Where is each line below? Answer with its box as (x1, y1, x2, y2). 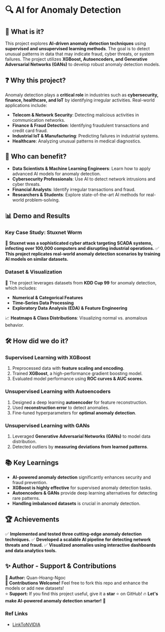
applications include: (5, 102, 47, 108)
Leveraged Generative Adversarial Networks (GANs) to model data (12, 433, 151, 439)
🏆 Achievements (5, 515, 60, 524)
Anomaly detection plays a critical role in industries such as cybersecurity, (5, 92, 159, 98)
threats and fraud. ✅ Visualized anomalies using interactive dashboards (5, 542, 156, 548)
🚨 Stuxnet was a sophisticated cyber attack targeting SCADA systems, (5, 240, 153, 246)
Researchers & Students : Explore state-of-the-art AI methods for (12, 191, 145, 198)
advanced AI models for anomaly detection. (12, 171, 101, 176)
